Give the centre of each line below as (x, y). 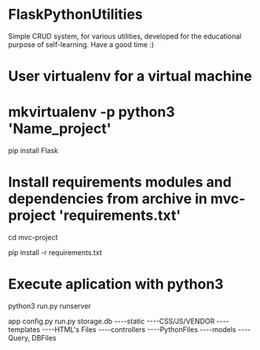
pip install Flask (33, 151)
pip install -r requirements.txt (55, 252)
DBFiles (44, 337)
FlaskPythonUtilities (75, 15)
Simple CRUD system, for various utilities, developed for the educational (125, 36)
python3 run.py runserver (50, 306)
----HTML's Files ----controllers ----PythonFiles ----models (139, 329)
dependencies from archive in (108, 199)
